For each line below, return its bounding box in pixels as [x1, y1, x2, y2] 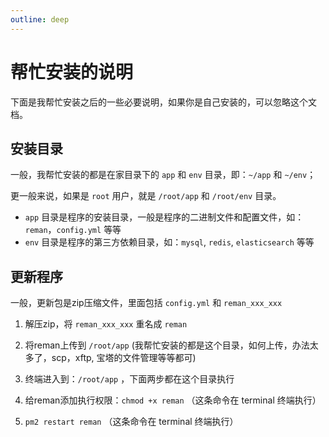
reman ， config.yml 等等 [24, 224, 122, 236]
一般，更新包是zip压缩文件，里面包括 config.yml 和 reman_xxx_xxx [10, 297, 283, 309]
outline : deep [10, 14, 70, 25]
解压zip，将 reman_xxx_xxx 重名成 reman [24, 318, 188, 330]
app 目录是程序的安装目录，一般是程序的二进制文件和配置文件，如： [24, 211, 305, 223]
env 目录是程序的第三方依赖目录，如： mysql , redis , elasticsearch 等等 [24, 236, 315, 248]
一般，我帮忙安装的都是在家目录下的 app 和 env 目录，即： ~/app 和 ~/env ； [10, 169, 317, 181]
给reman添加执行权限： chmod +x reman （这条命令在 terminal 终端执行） [24, 394, 322, 406]
